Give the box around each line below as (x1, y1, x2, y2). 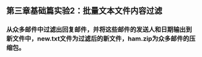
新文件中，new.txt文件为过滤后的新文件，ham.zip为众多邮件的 (6, 35, 189, 43)
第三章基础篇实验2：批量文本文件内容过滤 (6, 5, 163, 16)
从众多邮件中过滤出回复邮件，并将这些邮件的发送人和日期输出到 (6, 25, 192, 34)
